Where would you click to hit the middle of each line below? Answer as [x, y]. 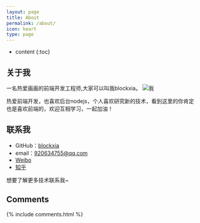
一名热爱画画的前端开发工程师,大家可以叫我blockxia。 [74, 88]
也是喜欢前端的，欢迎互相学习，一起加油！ [60, 108]
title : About [23, 18]
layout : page [23, 12]
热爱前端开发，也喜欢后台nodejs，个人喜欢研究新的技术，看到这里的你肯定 [100, 101]
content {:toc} [33, 52]
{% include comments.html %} [45, 214]
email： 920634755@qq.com [52, 153]
